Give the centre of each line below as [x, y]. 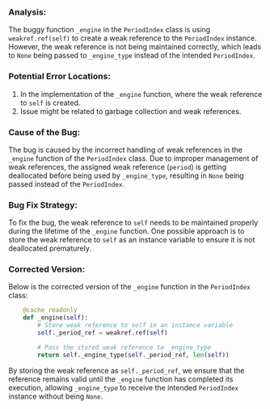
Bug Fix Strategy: [43, 204]
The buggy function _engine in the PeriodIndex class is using [110, 30]
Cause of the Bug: [44, 132]
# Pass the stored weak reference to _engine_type [124, 347]
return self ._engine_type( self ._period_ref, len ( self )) [133, 355]
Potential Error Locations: [59, 77]
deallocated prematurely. [50, 248]
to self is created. [50, 103]
